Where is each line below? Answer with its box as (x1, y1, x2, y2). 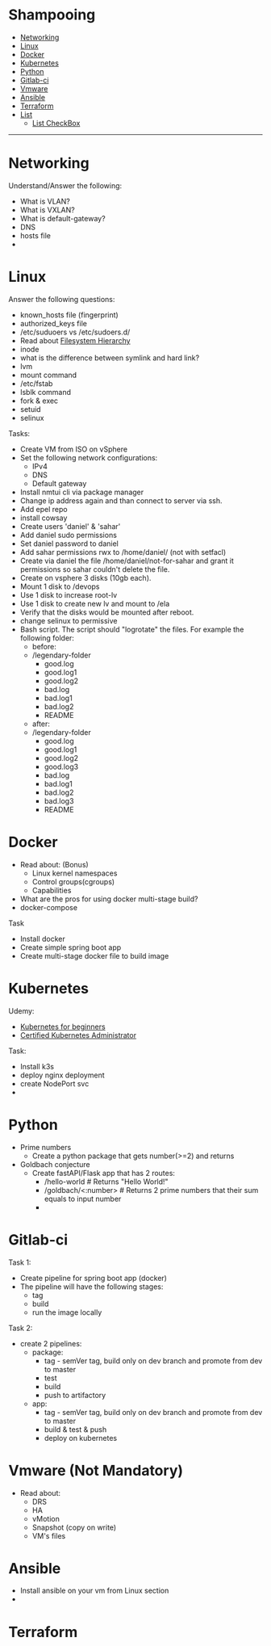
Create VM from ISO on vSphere (19, 444, 127, 454)
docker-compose (19, 902, 78, 912)
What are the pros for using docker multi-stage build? (19, 894, 198, 904)
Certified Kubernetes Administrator (19, 1030, 137, 1039)
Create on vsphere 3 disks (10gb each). (19, 573, 152, 582)
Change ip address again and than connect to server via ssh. (19, 495, 223, 506)
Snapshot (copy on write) (31, 1522, 117, 1532)
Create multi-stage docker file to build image (19, 951, 169, 960)
